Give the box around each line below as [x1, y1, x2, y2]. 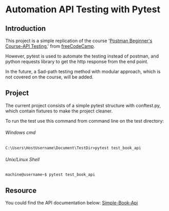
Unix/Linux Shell [5, 156, 40, 162]
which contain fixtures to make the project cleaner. [5, 108, 113, 114]
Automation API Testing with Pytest [5, 4, 161, 15]
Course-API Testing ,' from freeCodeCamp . [5, 43, 96, 49]
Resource [5, 186, 37, 195]
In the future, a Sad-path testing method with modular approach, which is [5, 68, 161, 74]
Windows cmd [5, 129, 36, 136]
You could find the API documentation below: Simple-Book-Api [5, 200, 138, 206]
